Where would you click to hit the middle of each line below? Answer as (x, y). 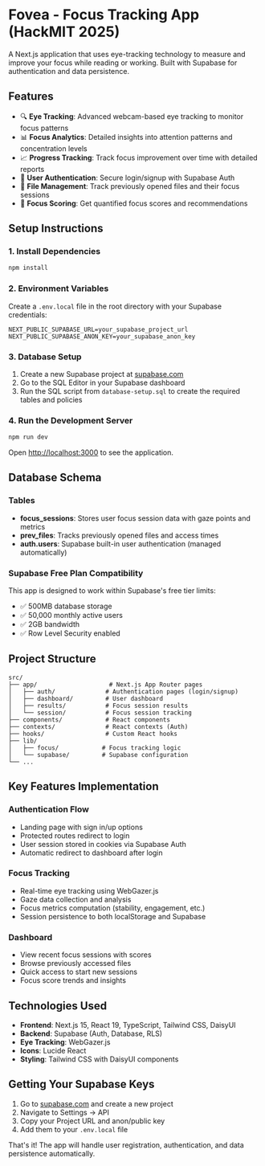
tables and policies (51, 399)
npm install (28, 268)
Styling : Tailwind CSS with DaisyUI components (99, 1059)
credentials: (28, 314)
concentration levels (53, 148)
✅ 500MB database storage (66, 606)
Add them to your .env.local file (74, 1129)
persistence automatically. (52, 1153)
